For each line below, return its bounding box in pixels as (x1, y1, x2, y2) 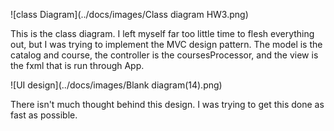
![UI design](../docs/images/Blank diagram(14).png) (10, 79, 223, 91)
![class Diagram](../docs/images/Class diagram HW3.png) (10, 9, 249, 20)
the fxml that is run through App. (10, 60, 145, 71)
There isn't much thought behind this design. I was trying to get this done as (10, 99, 325, 110)
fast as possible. (10, 109, 78, 121)
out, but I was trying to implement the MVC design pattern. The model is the (10, 39, 323, 50)
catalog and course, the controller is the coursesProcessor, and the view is (10, 49, 319, 61)
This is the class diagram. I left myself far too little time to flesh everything (10, 28, 315, 39)
